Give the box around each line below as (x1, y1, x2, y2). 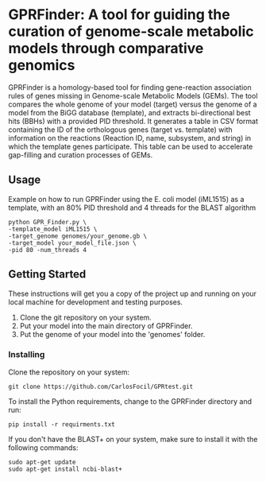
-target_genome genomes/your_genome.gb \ (8, 232, 148, 240)
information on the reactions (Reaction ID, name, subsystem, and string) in (8, 133, 252, 142)
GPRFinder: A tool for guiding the (8, 6, 230, 24)
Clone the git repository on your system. (19, 312, 152, 322)
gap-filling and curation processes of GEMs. (8, 149, 153, 160)
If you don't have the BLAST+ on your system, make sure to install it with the (8, 434, 258, 444)
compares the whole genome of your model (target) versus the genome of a (8, 99, 257, 109)
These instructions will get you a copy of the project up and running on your (8, 289, 256, 298)
